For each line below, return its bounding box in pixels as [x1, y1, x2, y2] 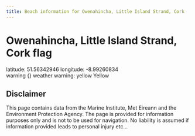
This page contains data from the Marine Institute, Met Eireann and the [6, 104, 177, 111]
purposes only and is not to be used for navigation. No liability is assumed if [6, 117, 189, 124]
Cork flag [6, 46, 53, 59]
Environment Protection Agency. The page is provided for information [6, 111, 174, 118]
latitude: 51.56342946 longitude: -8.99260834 [6, 66, 119, 73]
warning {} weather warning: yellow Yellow [6, 72, 110, 79]
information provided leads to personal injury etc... [6, 123, 128, 130]
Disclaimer [6, 89, 46, 98]
